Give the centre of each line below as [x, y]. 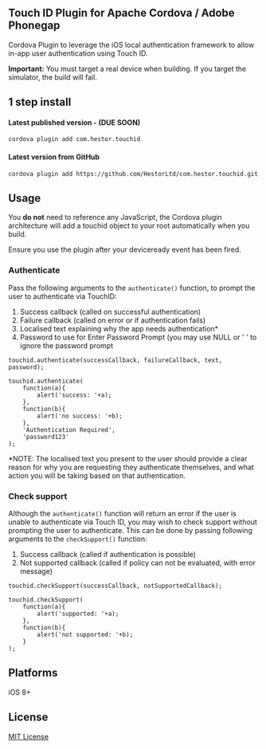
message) [36, 571]
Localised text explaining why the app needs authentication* [119, 328]
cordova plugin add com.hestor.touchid [74, 139]
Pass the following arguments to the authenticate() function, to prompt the [132, 288]
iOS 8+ [20, 692]
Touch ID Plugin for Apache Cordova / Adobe [121, 13]
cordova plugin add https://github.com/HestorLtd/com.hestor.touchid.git [133, 174]
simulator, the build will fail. [53, 77]
